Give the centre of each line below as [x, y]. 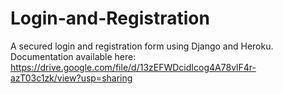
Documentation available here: [73, 56]
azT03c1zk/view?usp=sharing [71, 78]
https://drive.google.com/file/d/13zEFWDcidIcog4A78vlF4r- [133, 67]
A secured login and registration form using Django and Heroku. [142, 46]
